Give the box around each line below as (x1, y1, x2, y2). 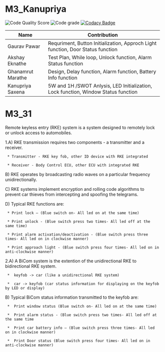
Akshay (7, 54, 25, 61)
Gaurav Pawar (7, 43, 40, 50)
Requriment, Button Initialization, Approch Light (48, 39, 157, 46)
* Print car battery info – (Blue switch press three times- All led (7, 325, 155, 330)
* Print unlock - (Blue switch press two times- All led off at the (7, 219, 151, 224)
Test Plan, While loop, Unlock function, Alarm (48, 54, 152, 61)
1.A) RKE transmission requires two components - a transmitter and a (5, 139, 145, 145)
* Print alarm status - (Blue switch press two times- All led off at (7, 312, 157, 317)
